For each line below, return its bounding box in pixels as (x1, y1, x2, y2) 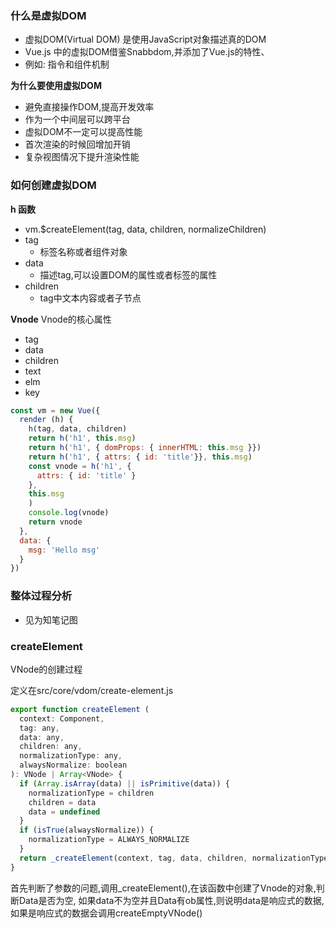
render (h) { (19, 415, 74, 425)
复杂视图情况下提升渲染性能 (24, 151, 140, 163)
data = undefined (28, 807, 101, 817)
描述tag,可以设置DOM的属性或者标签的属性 (39, 268, 218, 281)
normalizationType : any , (19, 751, 123, 761)
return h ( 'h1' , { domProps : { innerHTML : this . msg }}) (28, 443, 262, 453)
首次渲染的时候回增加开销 (24, 138, 131, 151)
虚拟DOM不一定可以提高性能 (24, 126, 143, 138)
